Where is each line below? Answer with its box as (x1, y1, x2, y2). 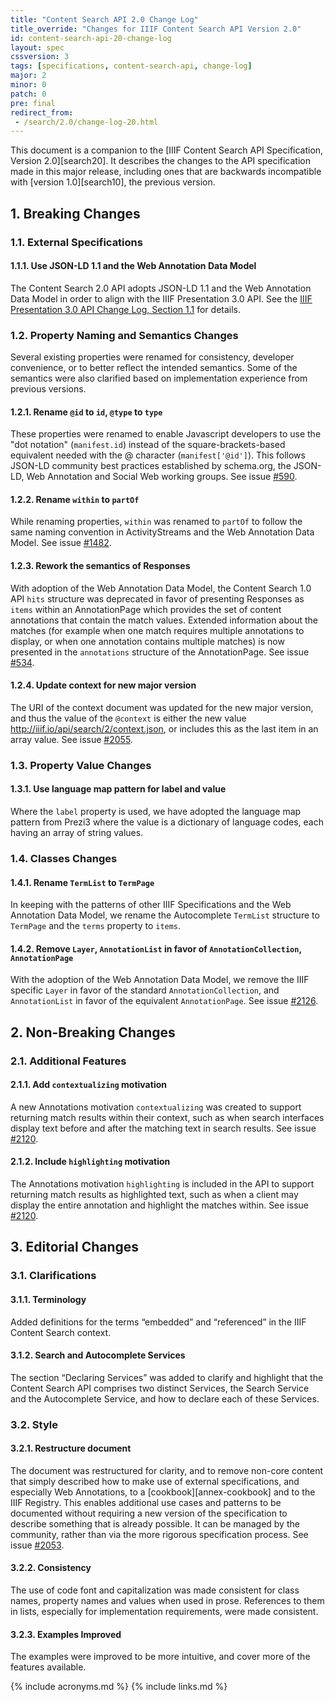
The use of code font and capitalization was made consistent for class (10, 1584, 300, 1596)
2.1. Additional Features (10, 1054, 127, 1068)
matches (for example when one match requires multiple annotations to (10, 624, 305, 636)
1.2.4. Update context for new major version (10, 679, 197, 691)
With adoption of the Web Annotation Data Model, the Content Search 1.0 (10, 582, 312, 594)
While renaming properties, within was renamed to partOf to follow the (10, 516, 303, 528)
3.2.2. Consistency (10, 1562, 92, 1574)
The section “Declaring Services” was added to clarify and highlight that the (10, 1371, 324, 1383)
